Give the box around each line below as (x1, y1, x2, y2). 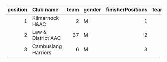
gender (83, 6, 101, 13)
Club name (32, 6, 59, 13)
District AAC (32, 35, 61, 41)
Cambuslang (32, 43, 62, 50)
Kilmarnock (32, 15, 59, 21)
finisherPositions (106, 6, 148, 13)
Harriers (32, 49, 52, 56)
